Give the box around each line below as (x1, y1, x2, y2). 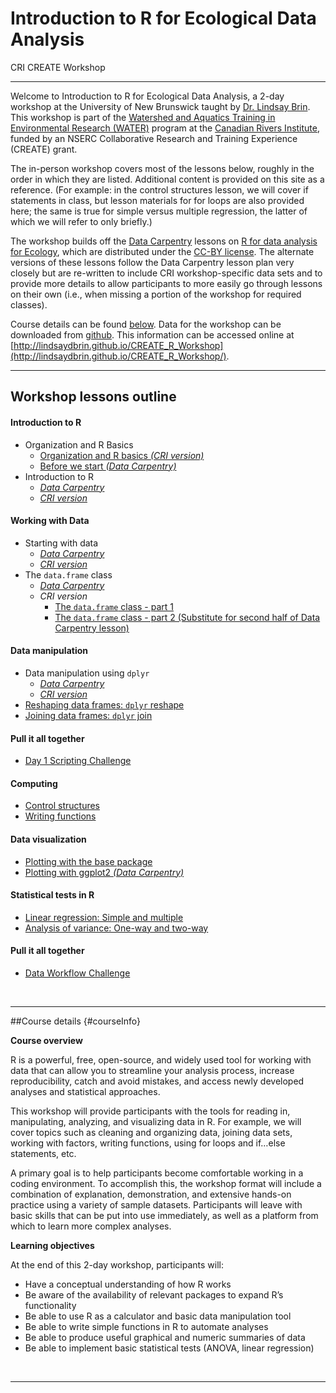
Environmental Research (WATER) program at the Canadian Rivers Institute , (10, 122, 321, 134)
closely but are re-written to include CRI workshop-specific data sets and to (10, 267, 323, 279)
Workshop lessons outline (10, 388, 177, 406)
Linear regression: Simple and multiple (24, 911, 184, 923)
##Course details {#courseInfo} (10, 1015, 142, 1027)
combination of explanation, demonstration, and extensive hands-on (10, 1188, 292, 1200)
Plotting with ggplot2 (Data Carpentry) (24, 866, 185, 878)
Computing (10, 777, 58, 789)
